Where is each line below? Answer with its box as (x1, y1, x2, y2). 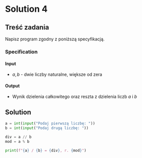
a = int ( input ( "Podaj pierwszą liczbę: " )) (5, 121, 95, 126)
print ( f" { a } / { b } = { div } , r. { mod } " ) (5, 148, 87, 153)
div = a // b (5, 134, 32, 139)
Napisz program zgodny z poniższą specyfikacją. (5, 36, 105, 42)
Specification (5, 48, 38, 55)
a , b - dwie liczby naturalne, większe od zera (12, 71, 102, 77)
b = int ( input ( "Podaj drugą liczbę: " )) (5, 126, 89, 131)
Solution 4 (5, 3, 48, 15)
